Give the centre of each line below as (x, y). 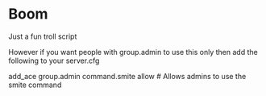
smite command (35, 85)
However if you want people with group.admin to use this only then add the (133, 52)
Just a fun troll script (43, 36)
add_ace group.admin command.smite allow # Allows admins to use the (127, 76)
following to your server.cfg (54, 61)
